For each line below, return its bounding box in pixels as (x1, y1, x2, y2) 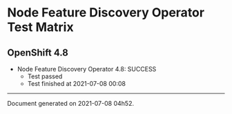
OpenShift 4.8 (7, 47, 69, 58)
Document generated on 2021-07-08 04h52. (7, 100, 135, 107)
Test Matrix (7, 19, 74, 35)
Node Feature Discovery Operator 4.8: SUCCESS (17, 65, 157, 73)
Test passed (27, 72, 63, 80)
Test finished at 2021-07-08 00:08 (27, 80, 126, 87)
